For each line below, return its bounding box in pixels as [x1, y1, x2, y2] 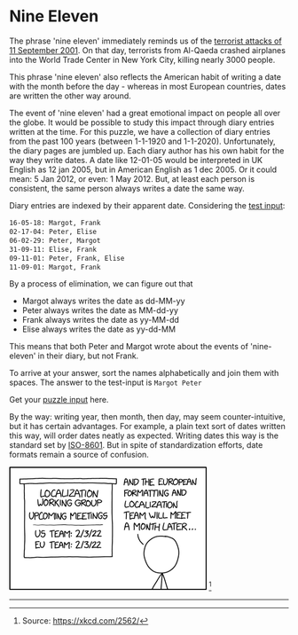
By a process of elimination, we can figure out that [9, 278, 193, 289]
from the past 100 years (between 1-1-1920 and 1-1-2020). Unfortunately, [9, 136, 277, 146]
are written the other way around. [9, 90, 131, 101]
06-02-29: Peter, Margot [9, 236, 101, 245]
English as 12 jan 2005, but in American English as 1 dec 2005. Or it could [9, 164, 278, 175]
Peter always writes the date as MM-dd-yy [21, 304, 179, 316]
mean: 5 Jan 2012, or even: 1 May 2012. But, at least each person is [9, 173, 255, 184]
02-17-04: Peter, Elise [9, 227, 98, 236]
